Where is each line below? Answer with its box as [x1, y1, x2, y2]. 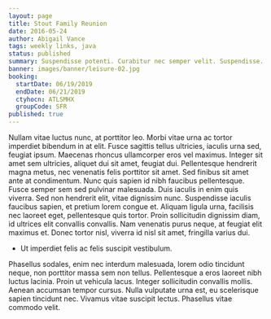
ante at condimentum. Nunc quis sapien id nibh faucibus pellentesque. [8, 176, 245, 186]
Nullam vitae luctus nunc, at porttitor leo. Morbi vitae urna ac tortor [8, 133, 233, 142]
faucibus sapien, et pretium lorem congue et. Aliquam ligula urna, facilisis [8, 202, 254, 212]
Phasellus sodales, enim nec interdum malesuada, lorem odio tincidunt [8, 260, 245, 269]
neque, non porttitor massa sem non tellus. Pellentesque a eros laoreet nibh [8, 268, 262, 277]
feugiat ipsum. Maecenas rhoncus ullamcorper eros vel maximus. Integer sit [8, 150, 263, 159]
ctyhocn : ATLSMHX [15, 95, 75, 103]
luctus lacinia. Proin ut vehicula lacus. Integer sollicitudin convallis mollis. [8, 277, 253, 286]
